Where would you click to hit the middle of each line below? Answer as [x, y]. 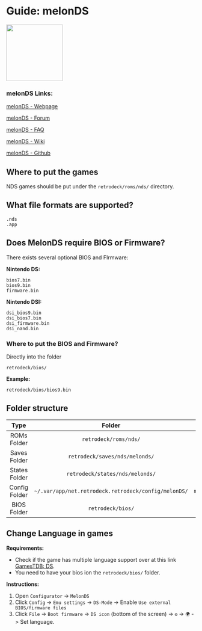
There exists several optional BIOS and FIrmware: [67, 257]
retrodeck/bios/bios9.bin [38, 390]
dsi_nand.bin [23, 328]
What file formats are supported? [70, 205]
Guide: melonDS [47, 11]
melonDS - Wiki [26, 141]
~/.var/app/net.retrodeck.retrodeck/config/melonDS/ [111, 491]
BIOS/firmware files [41, 608]
